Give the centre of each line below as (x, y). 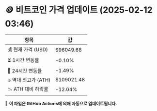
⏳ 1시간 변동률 (24, 60)
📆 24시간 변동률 (25, 71)
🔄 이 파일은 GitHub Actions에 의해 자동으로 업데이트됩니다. (61, 103)
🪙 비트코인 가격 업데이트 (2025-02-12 (79, 10)
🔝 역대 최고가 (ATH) (29, 80)
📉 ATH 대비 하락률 (28, 89)
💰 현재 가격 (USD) (28, 49)
